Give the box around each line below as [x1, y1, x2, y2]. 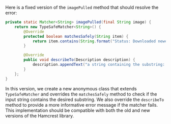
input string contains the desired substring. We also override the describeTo [5, 96, 164, 103]
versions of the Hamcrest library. [5, 112, 74, 119]
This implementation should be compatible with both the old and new [5, 107, 150, 113]
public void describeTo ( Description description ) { [23, 57, 136, 63]
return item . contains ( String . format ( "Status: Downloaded [32, 38, 156, 44]
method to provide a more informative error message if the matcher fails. [5, 102, 158, 108]
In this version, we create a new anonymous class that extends [5, 85, 137, 91]
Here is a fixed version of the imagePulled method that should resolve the [5, 5, 159, 10]
